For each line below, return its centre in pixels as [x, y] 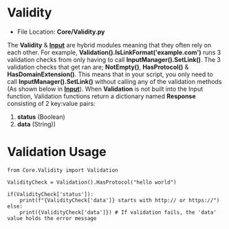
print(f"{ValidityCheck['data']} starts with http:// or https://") [120, 200]
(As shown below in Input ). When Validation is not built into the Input [105, 89]
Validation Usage [57, 152]
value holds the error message [52, 218]
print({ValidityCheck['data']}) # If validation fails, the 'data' [118, 212]
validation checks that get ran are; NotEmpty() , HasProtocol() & [98, 67]
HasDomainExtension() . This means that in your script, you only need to [110, 74]
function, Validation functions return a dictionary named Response [101, 96]
